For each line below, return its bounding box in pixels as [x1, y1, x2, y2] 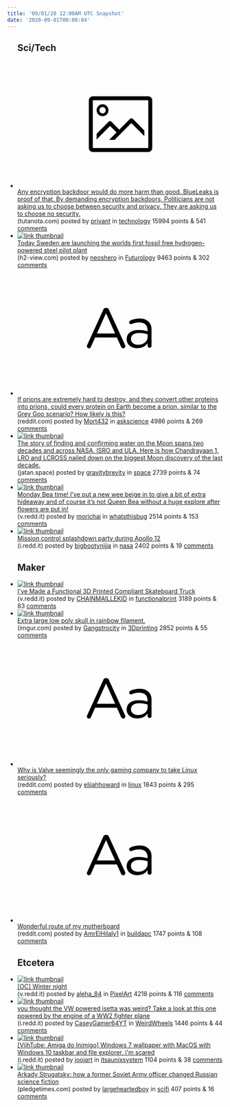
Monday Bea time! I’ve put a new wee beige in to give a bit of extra [16, 490, 206, 499]
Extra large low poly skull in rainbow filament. [16, 617, 146, 625]
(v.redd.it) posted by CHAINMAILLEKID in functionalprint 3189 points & [16, 594, 217, 603]
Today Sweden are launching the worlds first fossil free [16, 238, 174, 247]
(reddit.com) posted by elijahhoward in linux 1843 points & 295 [16, 780, 194, 789]
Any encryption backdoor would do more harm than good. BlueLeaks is [16, 187, 219, 196]
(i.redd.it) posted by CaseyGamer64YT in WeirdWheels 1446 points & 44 [16, 1019, 223, 1027]
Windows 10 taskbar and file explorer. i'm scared [16, 1048, 155, 1056]
